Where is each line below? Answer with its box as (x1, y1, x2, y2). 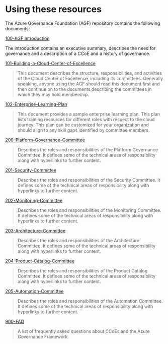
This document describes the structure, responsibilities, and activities (17, 70, 162, 76)
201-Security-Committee (5, 167, 57, 173)
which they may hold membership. (17, 91, 90, 97)
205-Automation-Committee (5, 288, 64, 294)
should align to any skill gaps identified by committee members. (17, 127, 150, 133)
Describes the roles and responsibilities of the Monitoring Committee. (17, 207, 162, 213)
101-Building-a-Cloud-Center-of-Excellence (5, 60, 96, 66)
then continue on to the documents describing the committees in (17, 86, 152, 92)
